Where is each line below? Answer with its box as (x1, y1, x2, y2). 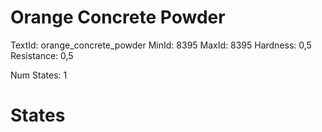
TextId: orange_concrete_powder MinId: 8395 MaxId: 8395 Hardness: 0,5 (10, 39, 312, 51)
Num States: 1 (10, 69, 68, 81)
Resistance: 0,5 (10, 49, 74, 61)
